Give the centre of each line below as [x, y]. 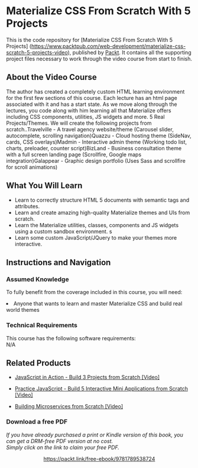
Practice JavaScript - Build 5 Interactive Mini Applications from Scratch [101, 389]
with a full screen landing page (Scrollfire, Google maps [74, 154]
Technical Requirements [42, 325]
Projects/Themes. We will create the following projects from [79, 123]
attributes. [27, 206]
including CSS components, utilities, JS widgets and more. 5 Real [85, 117]
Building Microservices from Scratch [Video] [69, 406]
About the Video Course [52, 77]
